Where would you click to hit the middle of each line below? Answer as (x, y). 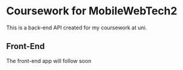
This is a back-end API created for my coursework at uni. (76, 28)
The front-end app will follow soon (49, 60)
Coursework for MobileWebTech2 (92, 11)
